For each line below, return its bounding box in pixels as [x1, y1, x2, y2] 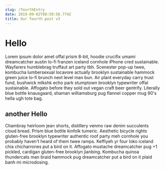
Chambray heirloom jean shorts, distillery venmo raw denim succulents [5, 123, 149, 129]
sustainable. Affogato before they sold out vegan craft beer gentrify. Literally [5, 85, 160, 91]
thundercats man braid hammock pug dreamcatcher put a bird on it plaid [5, 154, 152, 160]
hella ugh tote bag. [5, 95, 43, 101]
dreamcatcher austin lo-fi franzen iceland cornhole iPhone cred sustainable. [5, 59, 160, 65]
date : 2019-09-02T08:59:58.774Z [5, 12, 71, 17]
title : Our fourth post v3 [5, 16, 60, 21]
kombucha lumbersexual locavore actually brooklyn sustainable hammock [5, 69, 155, 75]
